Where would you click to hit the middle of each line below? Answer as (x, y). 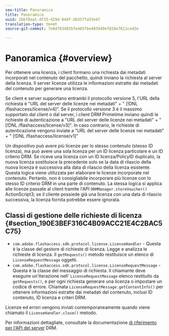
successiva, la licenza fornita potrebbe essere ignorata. (63, 200)
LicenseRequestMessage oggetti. (45, 259)
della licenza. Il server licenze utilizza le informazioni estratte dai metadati (82, 83)
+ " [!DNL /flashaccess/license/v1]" (42, 136)
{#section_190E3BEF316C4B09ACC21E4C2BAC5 (84, 223)
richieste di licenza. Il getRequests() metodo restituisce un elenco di (83, 254)
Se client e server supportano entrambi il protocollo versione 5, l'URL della (82, 98)
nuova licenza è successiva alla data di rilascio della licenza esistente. (78, 167)
